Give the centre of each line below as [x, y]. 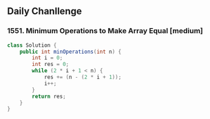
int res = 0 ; [51, 65]
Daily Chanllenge [45, 11]
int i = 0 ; [48, 58]
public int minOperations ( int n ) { [71, 52]
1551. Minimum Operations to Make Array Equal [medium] [105, 31]
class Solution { [32, 45]
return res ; [49, 96]
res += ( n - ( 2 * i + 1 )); [83, 77]
